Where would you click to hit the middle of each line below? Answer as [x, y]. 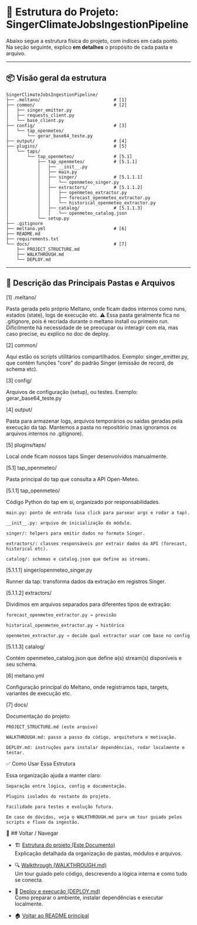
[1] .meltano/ [21, 297]
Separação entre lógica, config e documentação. [67, 786]
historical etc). [27, 549]
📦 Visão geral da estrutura [56, 78]
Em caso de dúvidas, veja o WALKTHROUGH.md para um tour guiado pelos [94, 817]
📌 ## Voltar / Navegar [32, 833]
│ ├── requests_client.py [40, 115]
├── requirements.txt [33, 239]
